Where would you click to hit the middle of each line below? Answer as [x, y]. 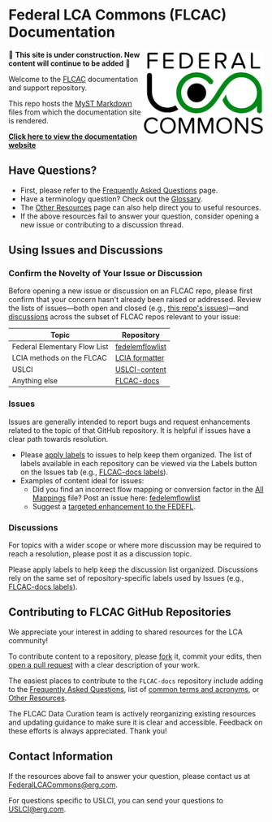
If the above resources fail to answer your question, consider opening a [140, 216]
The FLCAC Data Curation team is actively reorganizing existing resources [132, 713]
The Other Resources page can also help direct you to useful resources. [140, 207]
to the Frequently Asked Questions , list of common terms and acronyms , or [134, 689]
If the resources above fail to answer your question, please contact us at [130, 776]
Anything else [35, 380]
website [22, 145]
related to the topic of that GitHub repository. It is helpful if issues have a [130, 430]
